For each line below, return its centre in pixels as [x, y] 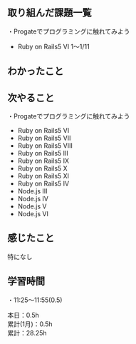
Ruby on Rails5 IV [43, 183]
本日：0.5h [23, 315]
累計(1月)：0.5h [30, 324]
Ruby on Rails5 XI [43, 176]
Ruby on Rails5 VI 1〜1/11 [54, 46]
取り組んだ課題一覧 [49, 13]
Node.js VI [33, 214]
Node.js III [32, 191]
